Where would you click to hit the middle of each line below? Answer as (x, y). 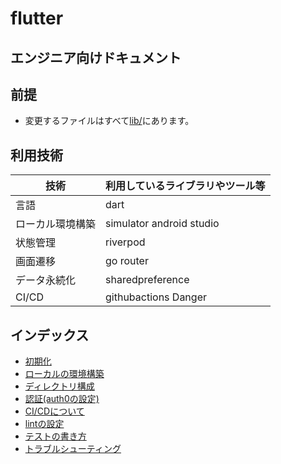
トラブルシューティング (73, 449)
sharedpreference (147, 280)
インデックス (50, 335)
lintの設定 (44, 424)
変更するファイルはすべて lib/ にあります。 (109, 121)
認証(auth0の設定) (62, 399)
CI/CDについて (54, 411)
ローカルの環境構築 (64, 374)
